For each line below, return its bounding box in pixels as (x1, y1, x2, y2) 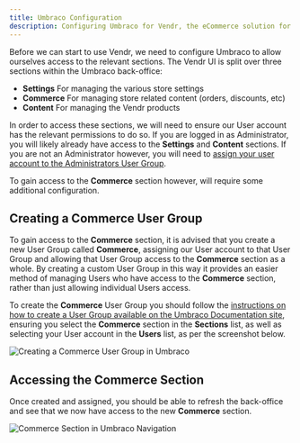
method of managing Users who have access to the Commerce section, (9, 273, 277, 284)
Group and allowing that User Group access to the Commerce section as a (9, 254, 286, 265)
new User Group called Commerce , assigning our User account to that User (9, 244, 291, 255)
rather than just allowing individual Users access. (9, 283, 191, 294)
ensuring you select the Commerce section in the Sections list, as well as (9, 319, 282, 330)
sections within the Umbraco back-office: (9, 65, 163, 77)
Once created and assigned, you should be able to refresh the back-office (9, 396, 284, 407)
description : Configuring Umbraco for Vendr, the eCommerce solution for (9, 22, 292, 31)
